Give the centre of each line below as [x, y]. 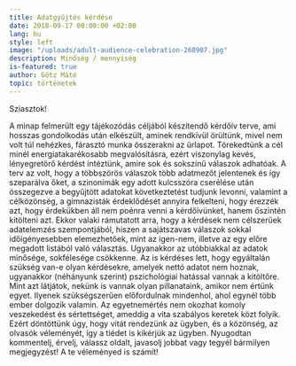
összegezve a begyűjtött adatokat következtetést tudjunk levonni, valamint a [148, 191]
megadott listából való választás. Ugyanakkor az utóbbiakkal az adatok [139, 248]
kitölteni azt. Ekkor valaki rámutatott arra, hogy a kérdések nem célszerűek [145, 220]
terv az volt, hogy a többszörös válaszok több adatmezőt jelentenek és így [145, 173]
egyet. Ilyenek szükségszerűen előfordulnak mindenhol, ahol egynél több [143, 295]
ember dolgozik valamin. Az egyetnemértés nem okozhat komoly [128, 304]
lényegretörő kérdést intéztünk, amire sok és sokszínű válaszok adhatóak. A [148, 163]
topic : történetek [43, 83]
